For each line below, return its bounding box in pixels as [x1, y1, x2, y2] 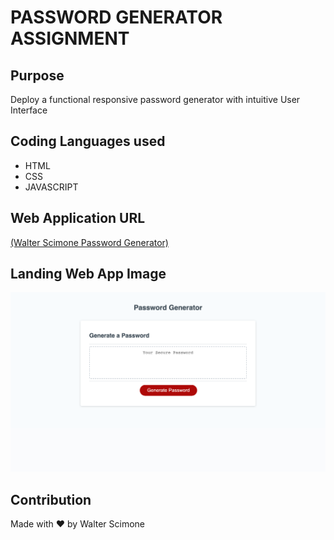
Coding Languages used [10, 133, 166, 150]
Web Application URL [10, 210, 146, 227]
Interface [10, 104, 48, 116]
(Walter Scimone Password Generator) [10, 236, 169, 248]
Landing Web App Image [10, 266, 167, 283]
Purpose [10, 67, 65, 84]
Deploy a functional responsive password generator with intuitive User [10, 94, 301, 105]
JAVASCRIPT [24, 181, 79, 193]
